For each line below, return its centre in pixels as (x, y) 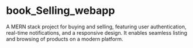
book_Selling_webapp (61, 11)
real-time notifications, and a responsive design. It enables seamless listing (96, 32)
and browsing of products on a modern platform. (65, 39)
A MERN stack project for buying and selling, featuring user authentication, (96, 27)
